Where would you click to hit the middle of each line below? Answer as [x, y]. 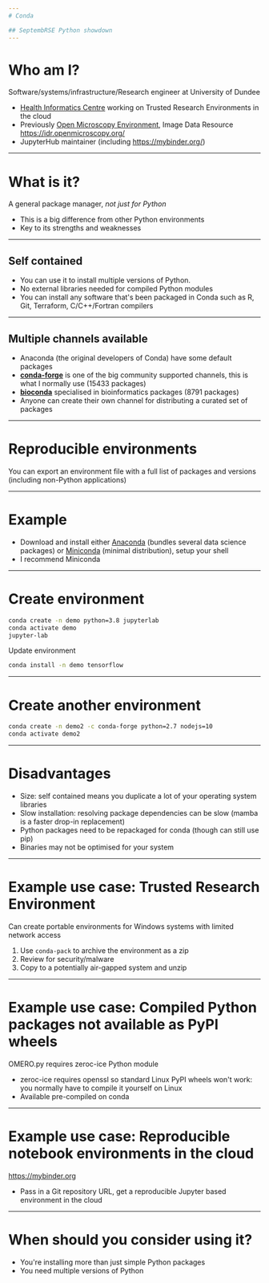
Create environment [76, 599]
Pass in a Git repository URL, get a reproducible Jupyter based [123, 1191]
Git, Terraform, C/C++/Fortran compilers [86, 306]
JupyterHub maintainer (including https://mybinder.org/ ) [112, 142]
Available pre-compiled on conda [74, 1096]
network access [35, 935]
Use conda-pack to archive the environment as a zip [104, 950]
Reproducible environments [103, 449]
